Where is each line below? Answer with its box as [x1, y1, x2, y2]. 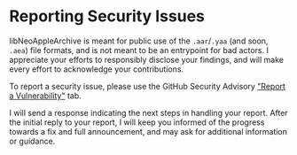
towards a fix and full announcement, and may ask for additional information [9, 126, 288, 136]
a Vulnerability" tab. [9, 90, 82, 101]
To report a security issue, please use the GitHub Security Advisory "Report [9, 81, 286, 91]
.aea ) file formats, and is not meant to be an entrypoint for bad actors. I [9, 44, 269, 55]
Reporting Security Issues [9, 6, 206, 27]
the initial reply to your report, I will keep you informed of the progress [9, 117, 265, 128]
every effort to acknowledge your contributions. [9, 64, 184, 74]
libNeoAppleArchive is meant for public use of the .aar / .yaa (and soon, [9, 35, 269, 46]
